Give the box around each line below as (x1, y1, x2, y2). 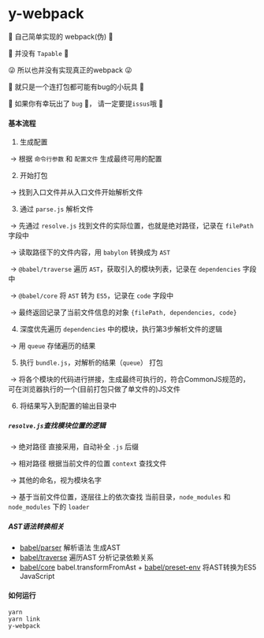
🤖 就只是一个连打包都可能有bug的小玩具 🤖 (8, 82, 144, 91)
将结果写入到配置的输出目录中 (19, 401, 117, 410)
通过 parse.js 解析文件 (19, 204, 94, 213)
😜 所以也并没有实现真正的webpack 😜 (8, 65, 132, 75)
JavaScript (19, 572, 55, 581)
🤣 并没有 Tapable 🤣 (8, 48, 69, 57)
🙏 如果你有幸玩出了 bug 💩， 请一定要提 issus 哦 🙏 (8, 98, 164, 108)
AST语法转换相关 (8, 521, 65, 531)
